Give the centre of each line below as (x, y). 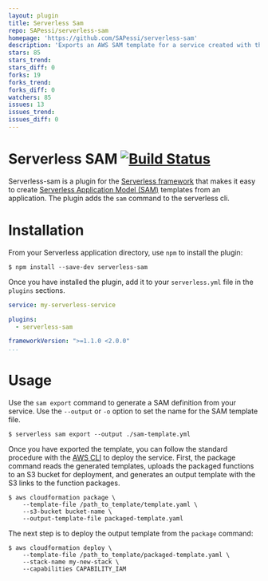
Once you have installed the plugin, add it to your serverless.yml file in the (131, 282)
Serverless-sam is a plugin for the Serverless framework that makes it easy (132, 181)
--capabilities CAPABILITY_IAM (75, 569)
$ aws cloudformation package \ (62, 498)
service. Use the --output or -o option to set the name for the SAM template (133, 411)
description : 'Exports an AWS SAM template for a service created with (130, 45)
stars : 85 (25, 53)
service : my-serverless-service (62, 305)
